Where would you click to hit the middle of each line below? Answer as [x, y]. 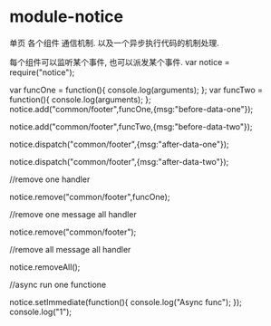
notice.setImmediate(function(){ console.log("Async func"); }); [126, 302]
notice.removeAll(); [45, 267]
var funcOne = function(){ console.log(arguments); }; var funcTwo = [136, 90]
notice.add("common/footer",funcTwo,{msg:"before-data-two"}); [131, 126]
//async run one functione [58, 284]
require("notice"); [42, 72]
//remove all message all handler [70, 249]
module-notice [67, 17]
